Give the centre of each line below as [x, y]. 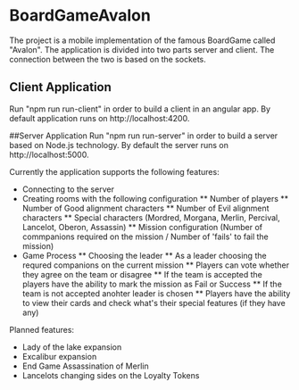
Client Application [60, 87]
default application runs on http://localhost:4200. [100, 118]
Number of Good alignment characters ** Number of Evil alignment [145, 208]
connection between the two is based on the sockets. [108, 59]
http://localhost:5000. [49, 154]
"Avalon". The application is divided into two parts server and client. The [142, 49]
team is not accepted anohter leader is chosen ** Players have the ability [156, 293]
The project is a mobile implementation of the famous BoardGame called [142, 40]
